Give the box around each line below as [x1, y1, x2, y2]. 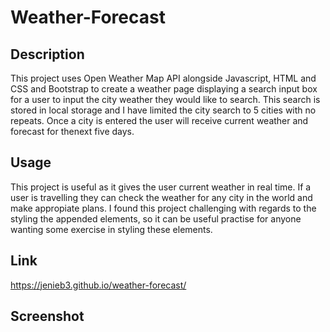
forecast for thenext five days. [10, 126, 135, 137]
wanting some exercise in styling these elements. [10, 223, 213, 235]
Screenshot [10, 308, 85, 325]
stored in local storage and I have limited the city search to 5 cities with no [10, 104, 317, 116]
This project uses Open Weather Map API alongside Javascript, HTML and [10, 72, 317, 84]
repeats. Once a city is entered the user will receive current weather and [10, 115, 309, 126]
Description [10, 46, 85, 63]
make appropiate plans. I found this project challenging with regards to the [10, 202, 317, 214]
